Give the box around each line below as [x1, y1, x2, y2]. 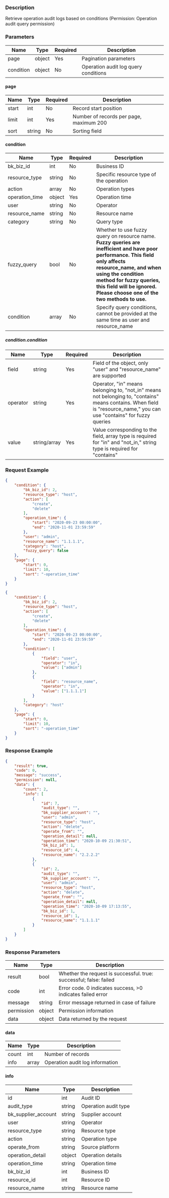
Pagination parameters [81, 55, 135, 62]
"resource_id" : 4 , [41, 848, 80, 853]
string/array [33, 439, 61, 446]
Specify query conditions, [96, 304, 157, 311]
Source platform [81, 1143, 120, 1150]
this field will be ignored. [96, 283, 157, 290]
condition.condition [5, 337, 48, 343]
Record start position [72, 105, 122, 112]
